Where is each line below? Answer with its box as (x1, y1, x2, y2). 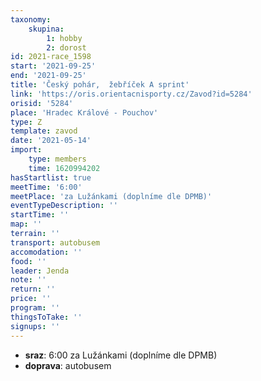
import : (10, 145, 43, 155)
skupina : (28, 24, 65, 34)
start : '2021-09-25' (10, 61, 97, 71)
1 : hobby (46, 33, 83, 43)
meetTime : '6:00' (10, 182, 83, 192)
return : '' (10, 284, 56, 295)
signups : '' (10, 321, 60, 331)
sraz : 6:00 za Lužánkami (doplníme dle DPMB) (24, 349, 218, 361)
